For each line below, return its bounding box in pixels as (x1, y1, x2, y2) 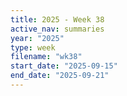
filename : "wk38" (10, 52, 83, 62)
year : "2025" (10, 33, 65, 43)
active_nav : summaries (10, 24, 105, 34)
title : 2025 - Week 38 (10, 14, 105, 25)
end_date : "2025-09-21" (10, 71, 110, 81)
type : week (10, 42, 56, 53)
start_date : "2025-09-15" (10, 61, 118, 71)
